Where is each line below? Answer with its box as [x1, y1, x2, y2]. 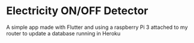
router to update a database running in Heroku [6, 29, 121, 37]
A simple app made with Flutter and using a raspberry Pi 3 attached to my [6, 24, 188, 31]
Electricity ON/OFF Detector [6, 4, 148, 18]
